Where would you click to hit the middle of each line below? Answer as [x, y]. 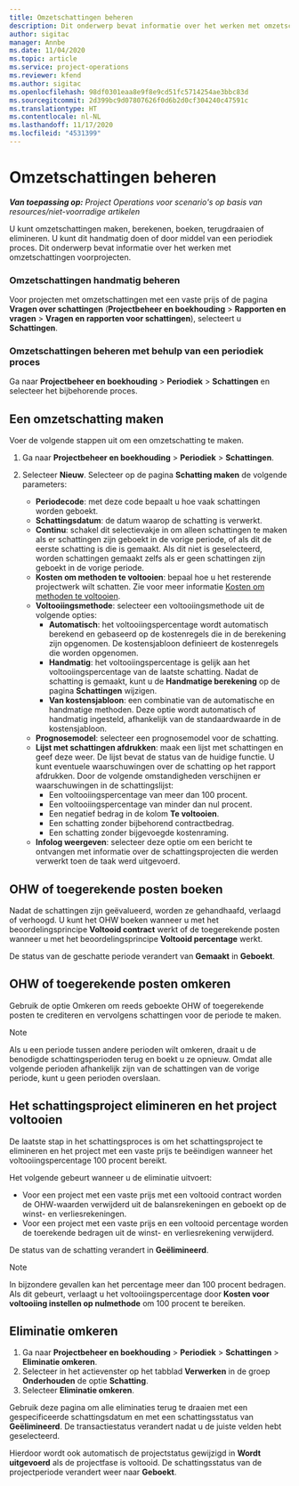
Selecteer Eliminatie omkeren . [78, 1391]
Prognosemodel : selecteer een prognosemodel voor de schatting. [157, 738]
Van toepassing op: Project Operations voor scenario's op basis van [136, 202]
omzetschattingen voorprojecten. [70, 257]
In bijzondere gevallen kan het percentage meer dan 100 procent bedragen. [148, 1284]
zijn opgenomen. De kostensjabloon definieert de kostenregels [163, 644]
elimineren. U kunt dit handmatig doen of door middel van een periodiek [141, 238]
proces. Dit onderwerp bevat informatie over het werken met [120, 248]
